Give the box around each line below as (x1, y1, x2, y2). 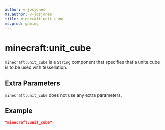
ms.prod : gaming (5, 21, 39, 26)
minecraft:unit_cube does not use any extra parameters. (5, 92, 122, 98)
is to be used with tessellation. (5, 64, 68, 70)
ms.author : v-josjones (5, 12, 52, 17)
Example (5, 107, 33, 115)
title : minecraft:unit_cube (5, 16, 64, 21)
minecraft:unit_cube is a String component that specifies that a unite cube (5, 59, 160, 65)
